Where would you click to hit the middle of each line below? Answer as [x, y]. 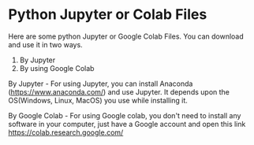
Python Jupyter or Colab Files [108, 15]
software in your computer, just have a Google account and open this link [127, 124]
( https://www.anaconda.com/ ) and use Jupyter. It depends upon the [119, 91]
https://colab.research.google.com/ [66, 132]
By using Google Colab [57, 68]
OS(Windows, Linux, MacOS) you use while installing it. [98, 100]
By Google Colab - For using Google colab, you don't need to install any [125, 115]
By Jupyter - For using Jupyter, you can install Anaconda [101, 84]
